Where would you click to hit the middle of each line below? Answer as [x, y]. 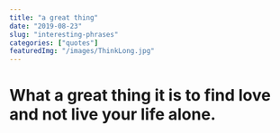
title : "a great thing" [54, 18]
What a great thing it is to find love [140, 96]
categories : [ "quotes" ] [54, 43]
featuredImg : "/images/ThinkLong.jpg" [82, 51]
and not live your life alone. [113, 115]
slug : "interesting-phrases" [64, 34]
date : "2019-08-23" [46, 26]
